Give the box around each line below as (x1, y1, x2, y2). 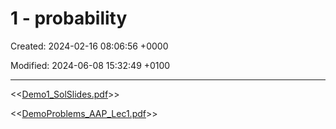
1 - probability (10, 7, 128, 30)
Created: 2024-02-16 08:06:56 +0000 (10, 40, 169, 52)
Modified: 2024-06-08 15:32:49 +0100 (10, 59, 171, 71)
